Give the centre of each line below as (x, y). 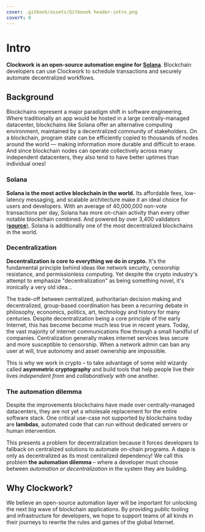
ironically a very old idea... (39, 287)
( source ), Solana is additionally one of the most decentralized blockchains (100, 225)
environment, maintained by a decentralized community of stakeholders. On (102, 131)
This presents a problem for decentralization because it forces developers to (103, 443)
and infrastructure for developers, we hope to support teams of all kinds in (100, 515)
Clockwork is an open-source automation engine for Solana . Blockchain (99, 65)
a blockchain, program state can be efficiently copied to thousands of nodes (102, 138)
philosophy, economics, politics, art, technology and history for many (93, 312)
